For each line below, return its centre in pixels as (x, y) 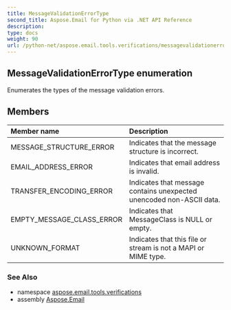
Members (28, 112)
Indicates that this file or (168, 239)
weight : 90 (23, 39)
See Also (22, 277)
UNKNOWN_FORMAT (45, 247)
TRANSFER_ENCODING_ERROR (62, 191)
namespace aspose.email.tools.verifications (79, 292)
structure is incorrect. (164, 151)
